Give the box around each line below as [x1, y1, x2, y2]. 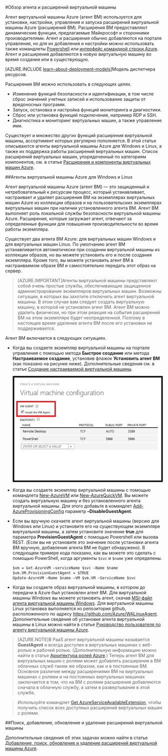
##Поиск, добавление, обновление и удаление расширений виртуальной [5, 720, 162, 726]
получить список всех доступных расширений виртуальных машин [17, 705, 162, 711]
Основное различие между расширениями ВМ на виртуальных [17, 668, 153, 674]
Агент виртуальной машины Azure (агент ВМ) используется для [5, 14, 142, 20]
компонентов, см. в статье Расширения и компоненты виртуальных [5, 159, 151, 165]
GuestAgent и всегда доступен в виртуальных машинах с [17, 642, 141, 648]
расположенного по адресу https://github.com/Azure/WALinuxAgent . [12, 611, 158, 617]
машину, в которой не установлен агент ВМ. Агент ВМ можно [17, 304, 150, 310]
